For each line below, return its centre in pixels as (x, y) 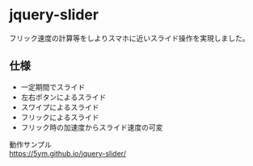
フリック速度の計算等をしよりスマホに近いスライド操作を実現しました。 (129, 38)
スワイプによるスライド (60, 107)
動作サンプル (30, 144)
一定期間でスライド (53, 87)
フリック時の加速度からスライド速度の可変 (92, 127)
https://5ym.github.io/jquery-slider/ (67, 153)
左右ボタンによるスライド (63, 97)
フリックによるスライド (60, 117)
